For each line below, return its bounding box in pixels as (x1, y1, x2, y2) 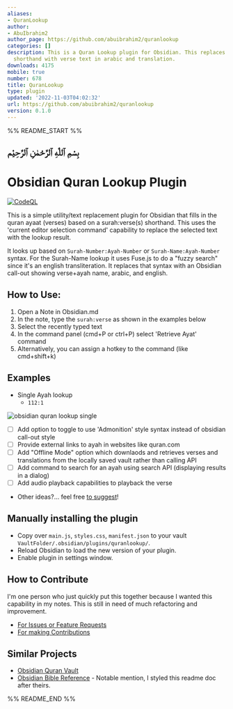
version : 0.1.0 (7, 107, 51, 114)
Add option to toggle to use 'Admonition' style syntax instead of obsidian (17, 425, 226, 433)
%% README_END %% (7, 694, 77, 703)
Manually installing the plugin (7, 513, 138, 524)
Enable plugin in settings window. (17, 553, 113, 561)
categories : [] (7, 42, 51, 49)
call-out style (17, 433, 56, 441)
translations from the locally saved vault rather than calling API (17, 455, 197, 464)
